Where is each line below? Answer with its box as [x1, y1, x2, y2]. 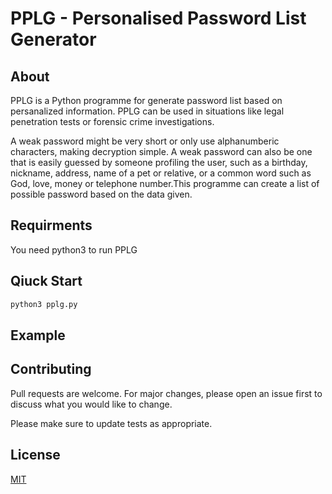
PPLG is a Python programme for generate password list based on [10, 95, 283, 106]
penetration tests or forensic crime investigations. [10, 116, 215, 127]
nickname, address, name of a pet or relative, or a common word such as [10, 167, 312, 179]
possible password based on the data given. [10, 188, 193, 200]
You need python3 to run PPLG [10, 243, 138, 256]
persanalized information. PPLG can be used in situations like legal [10, 105, 285, 117]
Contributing [10, 361, 92, 378]
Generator [10, 28, 97, 51]
